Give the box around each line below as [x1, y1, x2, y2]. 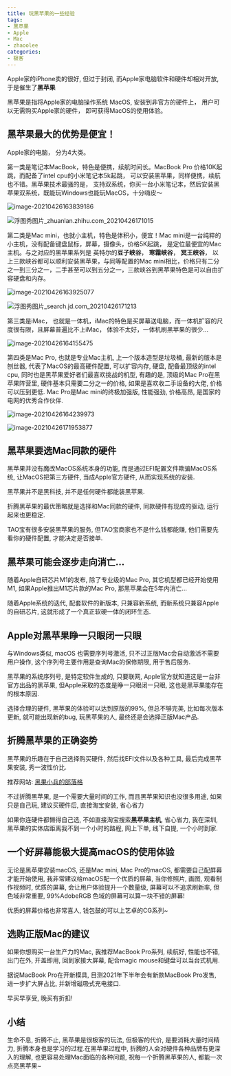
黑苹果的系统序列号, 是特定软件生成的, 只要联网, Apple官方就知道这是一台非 [7, 672, 221, 680]
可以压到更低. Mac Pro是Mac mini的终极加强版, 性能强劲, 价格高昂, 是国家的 [7, 387, 221, 396]
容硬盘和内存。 [7, 274, 49, 282]
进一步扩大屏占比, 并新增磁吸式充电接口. [7, 980, 122, 988]
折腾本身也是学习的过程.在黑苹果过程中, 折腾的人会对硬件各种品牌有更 [16, 1044, 214, 1053]
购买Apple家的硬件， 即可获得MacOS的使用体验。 [25, 106, 167, 114]
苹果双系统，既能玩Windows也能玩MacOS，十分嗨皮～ [7, 189, 163, 197]
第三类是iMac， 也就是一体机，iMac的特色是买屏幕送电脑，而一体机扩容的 [7, 316, 217, 325]
